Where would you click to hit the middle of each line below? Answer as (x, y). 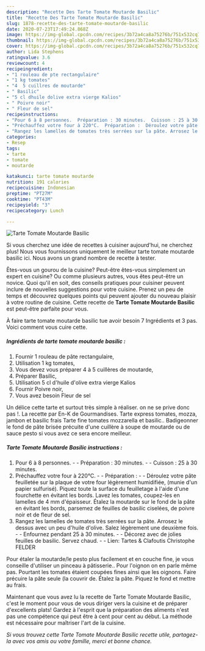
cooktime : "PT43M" (30, 199)
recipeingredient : (30, 69)
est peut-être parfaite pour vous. (47, 309)
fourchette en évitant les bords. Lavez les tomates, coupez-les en (97, 495)
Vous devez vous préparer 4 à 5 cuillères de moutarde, (84, 370)
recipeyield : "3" (28, 205)
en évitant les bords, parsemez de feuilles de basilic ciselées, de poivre (105, 509)
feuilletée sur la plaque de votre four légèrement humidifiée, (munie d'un (106, 482)
